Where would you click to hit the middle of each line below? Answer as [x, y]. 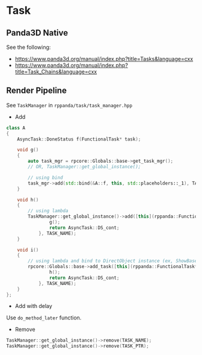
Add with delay [33, 306]
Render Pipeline [37, 91]
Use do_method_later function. [44, 318]
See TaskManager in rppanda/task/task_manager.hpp [69, 105]
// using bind [45, 177]
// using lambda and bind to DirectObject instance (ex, [100, 261]
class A [16, 128]
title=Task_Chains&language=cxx [56, 72]
